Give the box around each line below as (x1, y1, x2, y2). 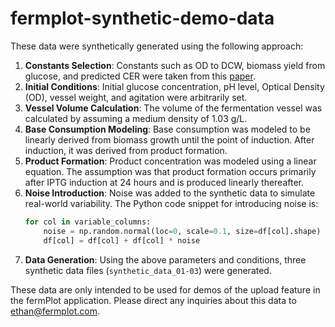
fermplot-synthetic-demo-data (10, 7, 275, 30)
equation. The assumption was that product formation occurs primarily (24, 165, 317, 177)
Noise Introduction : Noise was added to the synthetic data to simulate (24, 187, 316, 199)
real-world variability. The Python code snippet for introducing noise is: (24, 197, 319, 209)
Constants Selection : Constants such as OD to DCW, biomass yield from (24, 59, 326, 71)
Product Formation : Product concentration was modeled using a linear (24, 155, 317, 167)
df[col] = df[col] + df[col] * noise (43, 235, 201, 246)
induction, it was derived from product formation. (24, 144, 228, 156)
